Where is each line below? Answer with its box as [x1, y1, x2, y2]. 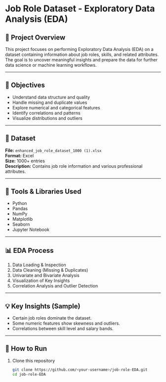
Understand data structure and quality [12, 94, 90, 100]
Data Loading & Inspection [12, 262, 67, 268]
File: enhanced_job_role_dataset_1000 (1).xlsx [5, 147, 102, 153]
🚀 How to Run [5, 344, 47, 353]
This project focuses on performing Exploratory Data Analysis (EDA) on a [5, 47, 154, 52]
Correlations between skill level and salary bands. [12, 326, 114, 332]
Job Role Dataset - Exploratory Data [5, 3, 155, 14]
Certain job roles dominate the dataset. [12, 315, 92, 321]
